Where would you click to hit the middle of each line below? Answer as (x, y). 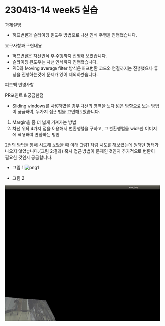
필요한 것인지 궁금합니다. (29, 157)
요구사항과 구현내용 (24, 45)
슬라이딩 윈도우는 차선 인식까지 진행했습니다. (55, 62)
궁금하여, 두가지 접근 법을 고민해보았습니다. (59, 111)
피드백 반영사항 (20, 84)
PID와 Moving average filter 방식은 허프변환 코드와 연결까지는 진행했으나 (82, 68)
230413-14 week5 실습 (52, 10)
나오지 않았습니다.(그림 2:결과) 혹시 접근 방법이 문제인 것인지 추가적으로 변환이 (80, 151)
